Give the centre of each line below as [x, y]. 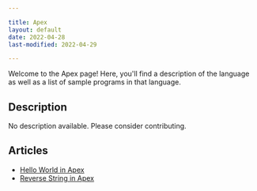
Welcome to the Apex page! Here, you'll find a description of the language [129, 74]
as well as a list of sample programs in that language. [95, 82]
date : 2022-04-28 [37, 37]
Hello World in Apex [52, 170]
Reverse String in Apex [57, 178]
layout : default [35, 30]
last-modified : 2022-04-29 [53, 44]
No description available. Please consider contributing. [98, 126]
